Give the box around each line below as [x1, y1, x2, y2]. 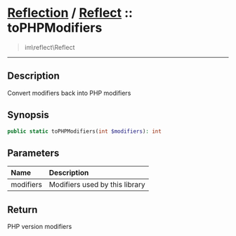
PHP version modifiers [7, 223, 72, 231]
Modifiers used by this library [48, 180, 145, 190]
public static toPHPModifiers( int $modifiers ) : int [7, 128, 162, 135]
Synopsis [7, 109, 49, 121]
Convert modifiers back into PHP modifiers [7, 88, 131, 97]
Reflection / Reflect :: [7, 5, 133, 21]
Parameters [7, 147, 60, 159]
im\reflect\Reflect [24, 43, 75, 51]
